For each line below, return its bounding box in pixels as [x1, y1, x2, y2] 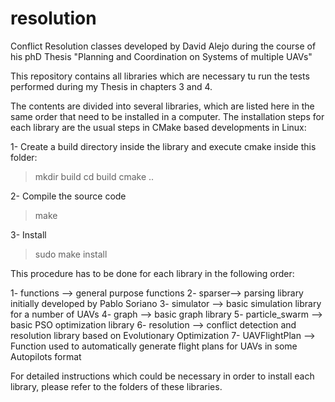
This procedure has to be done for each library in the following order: [10, 267, 295, 279]
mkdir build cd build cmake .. [34, 170, 155, 182]
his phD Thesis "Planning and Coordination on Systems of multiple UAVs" [10, 50, 313, 62]
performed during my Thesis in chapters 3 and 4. [10, 80, 213, 92]
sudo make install [34, 248, 108, 260]
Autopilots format [10, 350, 82, 362]
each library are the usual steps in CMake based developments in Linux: [10, 121, 307, 133]
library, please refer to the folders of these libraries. [10, 380, 223, 392]
